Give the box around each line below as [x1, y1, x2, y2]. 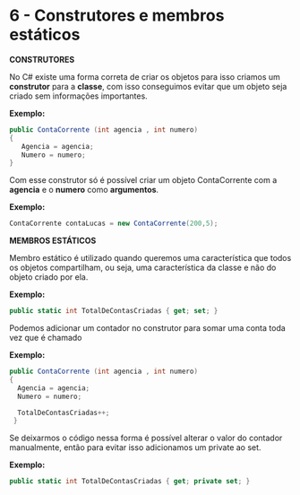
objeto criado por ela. [9, 272, 89, 282]
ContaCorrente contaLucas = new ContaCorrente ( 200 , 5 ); [9, 219, 219, 229]
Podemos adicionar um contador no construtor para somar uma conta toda [9, 323, 287, 334]
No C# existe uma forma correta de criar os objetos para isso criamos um [9, 71, 280, 82]
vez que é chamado [9, 333, 82, 343]
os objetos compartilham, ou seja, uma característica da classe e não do [9, 262, 277, 274]
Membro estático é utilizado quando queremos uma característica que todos [9, 253, 292, 264]
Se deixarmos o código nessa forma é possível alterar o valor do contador [9, 432, 283, 444]
